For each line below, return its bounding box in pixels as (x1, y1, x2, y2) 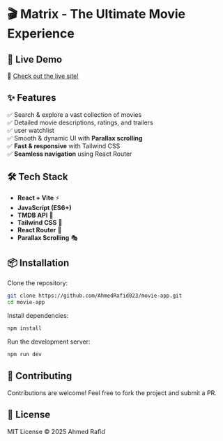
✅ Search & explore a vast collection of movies (7, 110, 142, 119)
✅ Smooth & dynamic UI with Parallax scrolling (7, 134, 143, 142)
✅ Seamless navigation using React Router (7, 150, 132, 158)
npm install (7, 325, 42, 332)
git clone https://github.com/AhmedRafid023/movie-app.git (7, 292, 183, 300)
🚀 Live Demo (7, 54, 63, 65)
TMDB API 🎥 (17, 211, 54, 219)
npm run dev (7, 351, 42, 358)
